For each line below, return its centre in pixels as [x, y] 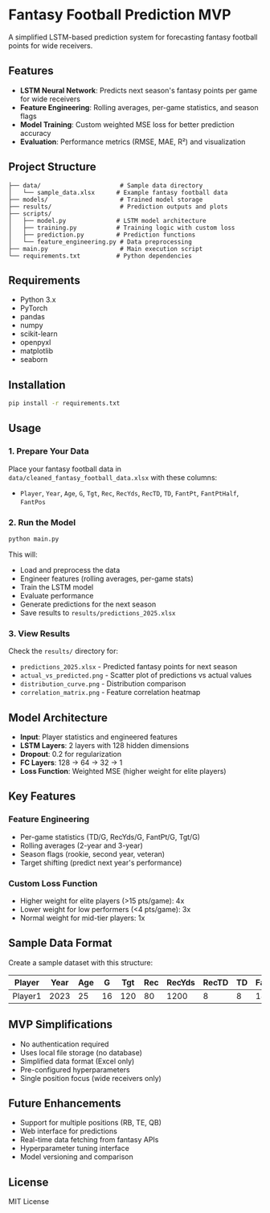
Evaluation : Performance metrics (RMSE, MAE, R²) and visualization [133, 142]
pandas [33, 317]
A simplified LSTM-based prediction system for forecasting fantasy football [133, 37]
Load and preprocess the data [70, 569]
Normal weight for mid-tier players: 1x [82, 918]
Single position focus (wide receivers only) [91, 1078]
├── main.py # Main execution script [106, 249]
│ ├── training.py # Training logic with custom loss [122, 228]
